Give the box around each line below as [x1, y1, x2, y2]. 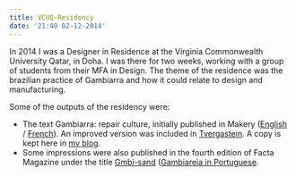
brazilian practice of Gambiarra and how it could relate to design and [9, 74, 263, 85]
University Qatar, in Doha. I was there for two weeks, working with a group [9, 55, 284, 66]
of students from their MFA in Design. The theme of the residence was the [9, 64, 283, 76]
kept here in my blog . [22, 138, 101, 148]
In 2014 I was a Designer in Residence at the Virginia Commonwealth [9, 46, 264, 56]
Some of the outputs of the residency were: [9, 101, 170, 112]
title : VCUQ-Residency [9, 13, 94, 22]
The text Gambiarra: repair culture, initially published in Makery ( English [22, 118, 288, 130]
